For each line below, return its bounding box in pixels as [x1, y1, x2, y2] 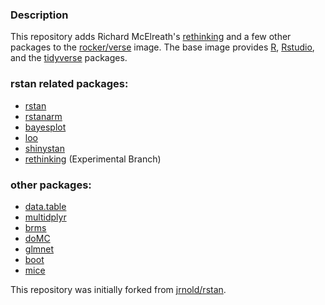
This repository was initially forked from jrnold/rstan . [10, 283, 227, 295]
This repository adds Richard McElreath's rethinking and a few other [10, 31, 292, 43]
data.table [24, 200, 67, 212]
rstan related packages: [10, 77, 129, 91]
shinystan [24, 142, 65, 154]
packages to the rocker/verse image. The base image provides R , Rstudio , [10, 41, 315, 53]
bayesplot [24, 121, 67, 133]
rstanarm [24, 110, 63, 122]
